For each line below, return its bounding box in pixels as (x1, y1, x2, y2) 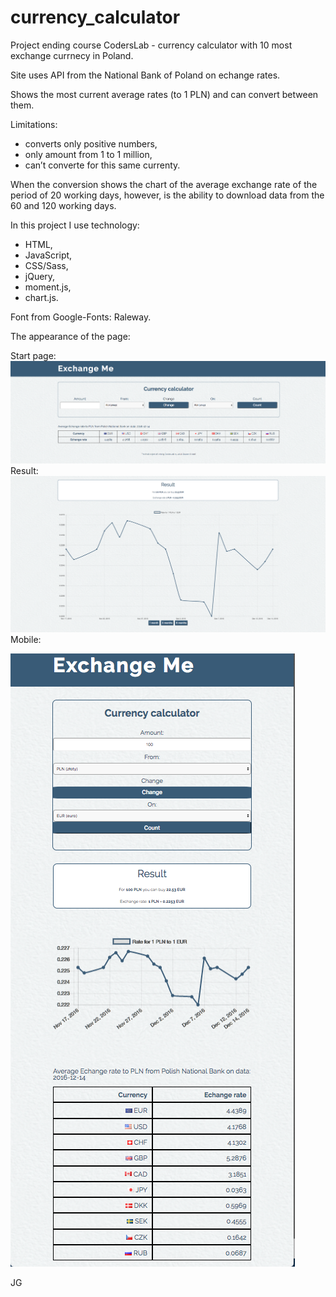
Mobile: (10, 634, 42, 646)
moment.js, (24, 281, 72, 293)
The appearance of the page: (10, 330, 131, 342)
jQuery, (24, 270, 56, 282)
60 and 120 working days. (10, 199, 117, 211)
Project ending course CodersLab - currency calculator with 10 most (10, 39, 293, 51)
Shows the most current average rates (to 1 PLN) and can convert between (10, 88, 319, 100)
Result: (10, 465, 39, 477)
